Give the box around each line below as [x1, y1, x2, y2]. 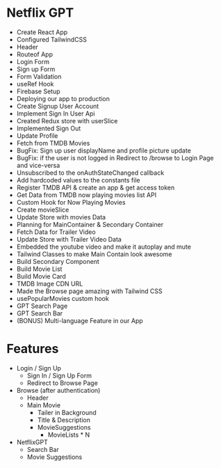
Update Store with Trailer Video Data [16, 235, 122, 243]
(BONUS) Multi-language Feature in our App [16, 316, 143, 325]
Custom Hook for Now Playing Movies [16, 198, 126, 206]
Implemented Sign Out [16, 124, 81, 132]
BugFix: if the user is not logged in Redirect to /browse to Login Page [16, 153, 214, 162]
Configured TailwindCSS [16, 35, 88, 43]
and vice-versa [16, 161, 60, 169]
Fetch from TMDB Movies [16, 139, 90, 147]
